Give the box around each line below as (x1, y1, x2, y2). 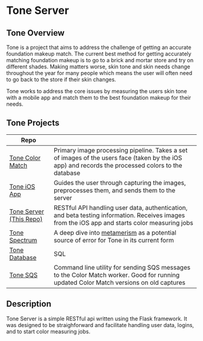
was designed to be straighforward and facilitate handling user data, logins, (6, 321, 195, 328)
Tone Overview (6, 28, 65, 38)
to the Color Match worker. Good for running (53, 270, 180, 279)
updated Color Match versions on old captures (53, 278, 186, 287)
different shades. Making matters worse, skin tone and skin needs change (6, 63, 190, 70)
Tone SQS (9, 270, 38, 279)
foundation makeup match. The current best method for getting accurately (6, 50, 192, 57)
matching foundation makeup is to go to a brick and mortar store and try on (6, 57, 194, 63)
